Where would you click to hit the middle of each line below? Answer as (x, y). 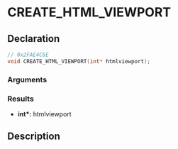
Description (34, 137)
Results (21, 99)
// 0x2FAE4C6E (28, 55)
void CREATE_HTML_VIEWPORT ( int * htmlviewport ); (79, 61)
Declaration (34, 39)
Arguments (27, 79)
